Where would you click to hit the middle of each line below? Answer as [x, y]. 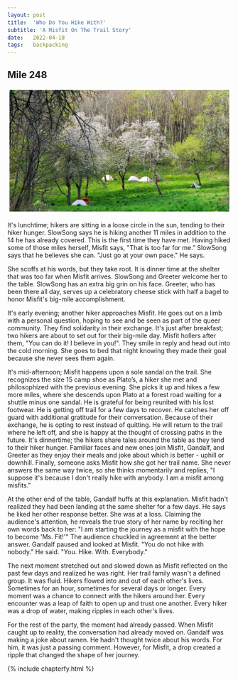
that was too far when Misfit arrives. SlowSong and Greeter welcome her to [118, 276]
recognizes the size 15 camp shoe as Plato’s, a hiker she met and [102, 379]
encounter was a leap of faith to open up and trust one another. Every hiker [117, 603]
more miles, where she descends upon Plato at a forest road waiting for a [115, 394]
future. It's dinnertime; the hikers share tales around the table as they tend [116, 440]
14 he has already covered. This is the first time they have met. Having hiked [119, 240]
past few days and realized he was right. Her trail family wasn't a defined [114, 573]
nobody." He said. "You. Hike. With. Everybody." [77, 551]
